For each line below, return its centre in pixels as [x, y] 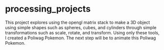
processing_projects [48, 9]
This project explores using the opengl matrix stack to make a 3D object [78, 22]
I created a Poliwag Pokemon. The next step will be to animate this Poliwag [81, 38]
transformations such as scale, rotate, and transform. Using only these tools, [82, 33]
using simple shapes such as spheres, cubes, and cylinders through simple [81, 27]
